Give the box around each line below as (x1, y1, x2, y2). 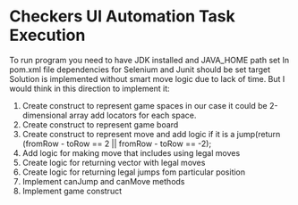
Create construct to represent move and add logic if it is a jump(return (21, 128, 281, 139)
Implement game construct (21, 185, 123, 196)
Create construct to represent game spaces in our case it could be (21, 100, 268, 111)
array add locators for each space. (69, 110, 197, 120)
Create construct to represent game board (21, 119, 179, 130)
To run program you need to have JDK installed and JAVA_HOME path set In (9, 54, 289, 65)
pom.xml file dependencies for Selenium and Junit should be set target (9, 64, 271, 75)
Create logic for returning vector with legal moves (21, 157, 206, 168)
